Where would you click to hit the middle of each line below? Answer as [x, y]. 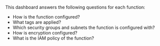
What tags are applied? [37, 22]
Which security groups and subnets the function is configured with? [84, 27]
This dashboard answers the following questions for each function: [75, 7]
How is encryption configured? [45, 33]
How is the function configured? [46, 17]
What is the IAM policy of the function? [53, 38]
